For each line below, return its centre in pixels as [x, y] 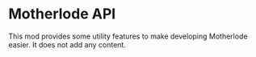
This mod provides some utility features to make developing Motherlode [128, 36]
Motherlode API [62, 14]
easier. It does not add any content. [67, 44]
